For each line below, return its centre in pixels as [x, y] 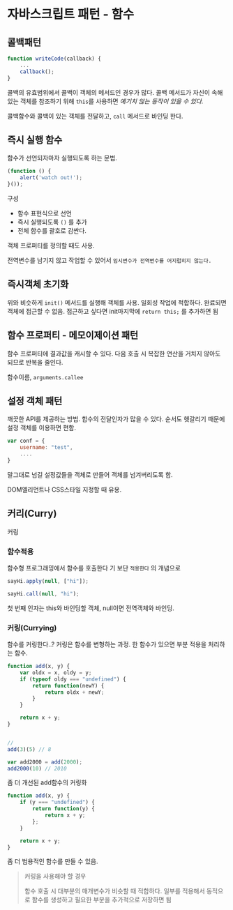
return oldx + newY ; [74, 692]
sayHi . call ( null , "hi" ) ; [43, 593]
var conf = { [26, 441]
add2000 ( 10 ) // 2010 [37, 768]
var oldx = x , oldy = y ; [56, 673]
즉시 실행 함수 [35, 140]
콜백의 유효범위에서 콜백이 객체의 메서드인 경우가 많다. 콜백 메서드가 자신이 [109, 92]
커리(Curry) [32, 514]
